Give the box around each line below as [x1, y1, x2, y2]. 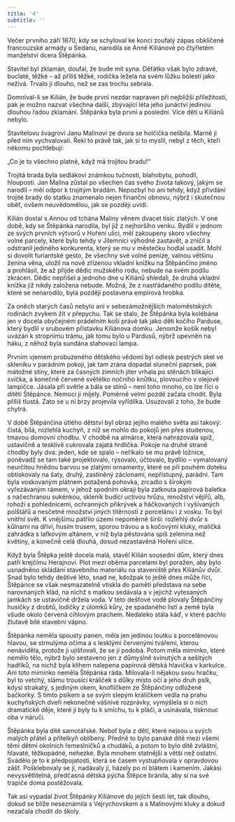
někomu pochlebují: [7, 143, 64, 152]
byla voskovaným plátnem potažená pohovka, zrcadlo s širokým [7, 477, 192, 486]
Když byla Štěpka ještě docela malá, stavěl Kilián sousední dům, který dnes [7, 551, 224, 559]
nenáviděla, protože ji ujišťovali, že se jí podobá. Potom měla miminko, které [7, 646, 225, 654]
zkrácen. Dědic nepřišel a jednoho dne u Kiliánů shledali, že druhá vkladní [7, 274, 220, 282]
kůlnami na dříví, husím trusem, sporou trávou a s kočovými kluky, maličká [7, 522, 221, 530]
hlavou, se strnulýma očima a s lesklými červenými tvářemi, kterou [7, 638, 199, 647]
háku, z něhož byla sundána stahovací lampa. [7, 339, 138, 347]
